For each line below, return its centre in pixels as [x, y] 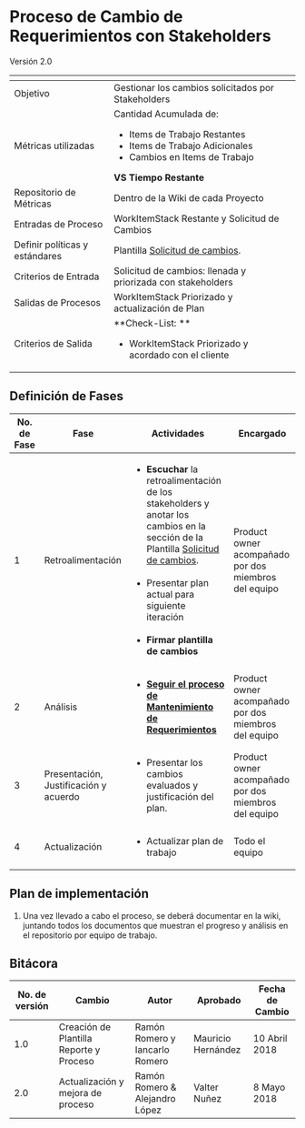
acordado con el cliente [179, 355]
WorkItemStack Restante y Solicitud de [196, 218]
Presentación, [74, 773]
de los [159, 491]
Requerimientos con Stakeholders [140, 36]
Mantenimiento [180, 707]
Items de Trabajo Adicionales [191, 146]
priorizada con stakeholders [173, 282]
